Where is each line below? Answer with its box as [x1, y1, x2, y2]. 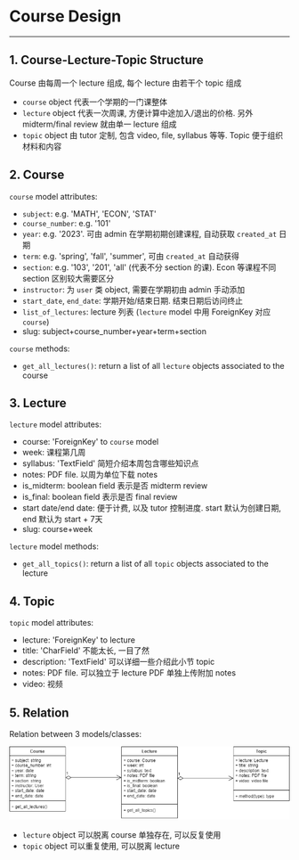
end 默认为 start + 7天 [21, 514, 103, 525]
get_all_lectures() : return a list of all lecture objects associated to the [21, 360, 285, 371]
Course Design [9, 6, 122, 27]
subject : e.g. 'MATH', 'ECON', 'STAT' [21, 208, 158, 219]
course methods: [9, 343, 70, 354]
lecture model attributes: [9, 419, 102, 430]
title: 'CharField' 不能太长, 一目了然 [21, 645, 149, 656]
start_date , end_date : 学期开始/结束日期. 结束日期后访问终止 [21, 295, 243, 306]
